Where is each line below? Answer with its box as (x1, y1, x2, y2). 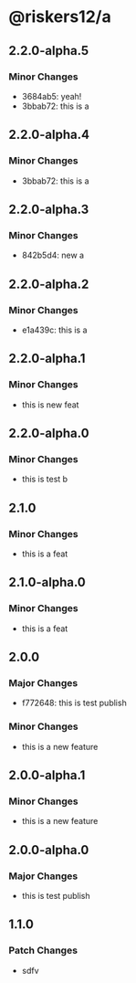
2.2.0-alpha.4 (8, 127, 90, 143)
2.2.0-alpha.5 (8, 43, 89, 58)
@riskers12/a (8, 6, 111, 27)
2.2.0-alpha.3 (8, 201, 89, 217)
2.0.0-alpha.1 (8, 767, 86, 783)
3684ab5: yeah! (21, 90, 82, 101)
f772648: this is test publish (21, 697, 127, 709)
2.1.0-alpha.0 (8, 575, 86, 590)
